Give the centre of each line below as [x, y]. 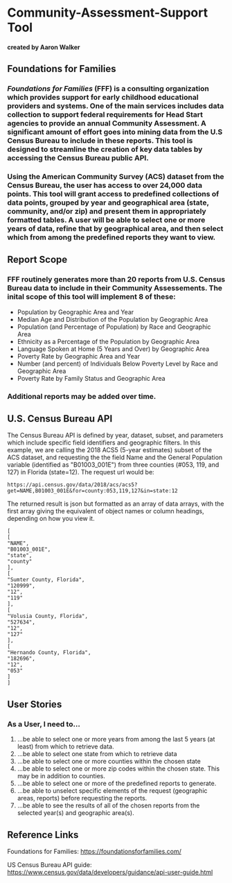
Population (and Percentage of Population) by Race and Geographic [114, 327]
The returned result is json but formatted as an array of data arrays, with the [116, 504]
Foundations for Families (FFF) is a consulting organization [108, 89]
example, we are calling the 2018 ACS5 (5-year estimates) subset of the [110, 450]
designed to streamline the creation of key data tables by [105, 149]
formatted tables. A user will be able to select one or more [106, 220]
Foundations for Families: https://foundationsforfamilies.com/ [95, 851]
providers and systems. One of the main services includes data [116, 106]
